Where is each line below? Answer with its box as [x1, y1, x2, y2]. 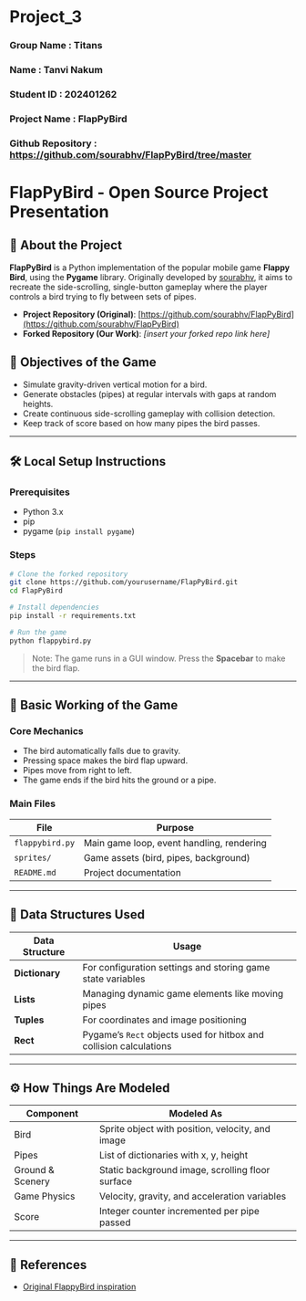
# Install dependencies [9, 603, 100, 613]
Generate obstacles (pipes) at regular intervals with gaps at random [22, 388, 277, 399]
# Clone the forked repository [9, 569, 128, 579]
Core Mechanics [9, 725, 84, 738]
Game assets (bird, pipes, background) [83, 851, 250, 864]
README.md [14, 867, 56, 877]
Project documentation [83, 866, 182, 878]
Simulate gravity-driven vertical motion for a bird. [22, 379, 208, 390]
